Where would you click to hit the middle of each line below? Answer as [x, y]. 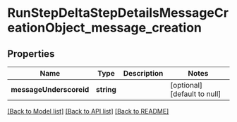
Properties [31, 54]
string [106, 89]
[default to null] [196, 94]
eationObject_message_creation [105, 28]
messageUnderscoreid [50, 89]
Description [143, 73]
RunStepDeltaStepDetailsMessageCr [118, 13]
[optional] [187, 85]
